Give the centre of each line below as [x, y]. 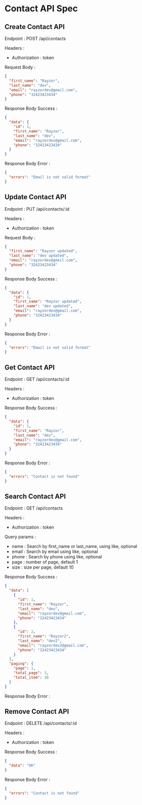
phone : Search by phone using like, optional [57, 557]
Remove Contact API [37, 711]
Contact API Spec [41, 9]
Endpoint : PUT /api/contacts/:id [37, 209]
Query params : [20, 537]
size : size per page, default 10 [43, 567]
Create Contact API [35, 27]
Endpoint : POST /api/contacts [35, 38]
